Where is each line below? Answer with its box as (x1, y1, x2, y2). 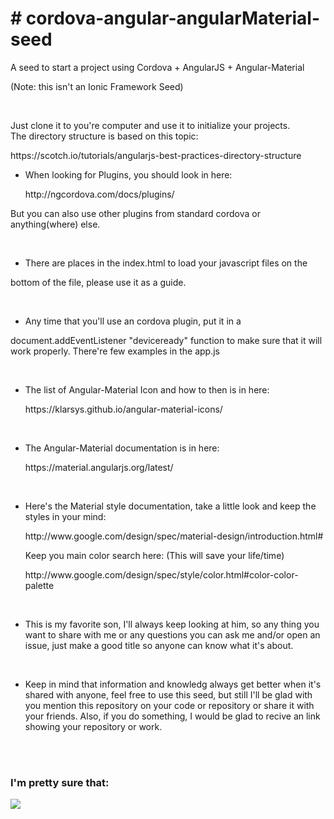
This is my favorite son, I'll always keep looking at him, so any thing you (24, 618, 320, 630)
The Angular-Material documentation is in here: (24, 442, 220, 454)
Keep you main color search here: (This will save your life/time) (24, 549, 285, 561)
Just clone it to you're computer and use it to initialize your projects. (10, 119, 291, 131)
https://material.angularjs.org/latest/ (24, 461, 174, 473)
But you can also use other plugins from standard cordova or (10, 207, 261, 219)
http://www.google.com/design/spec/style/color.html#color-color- (24, 568, 299, 581)
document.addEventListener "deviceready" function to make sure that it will (10, 334, 323, 346)
